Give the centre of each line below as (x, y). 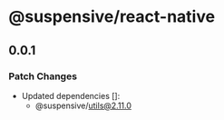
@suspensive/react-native (112, 17)
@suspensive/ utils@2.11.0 (83, 105)
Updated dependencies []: (71, 95)
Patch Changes (43, 76)
